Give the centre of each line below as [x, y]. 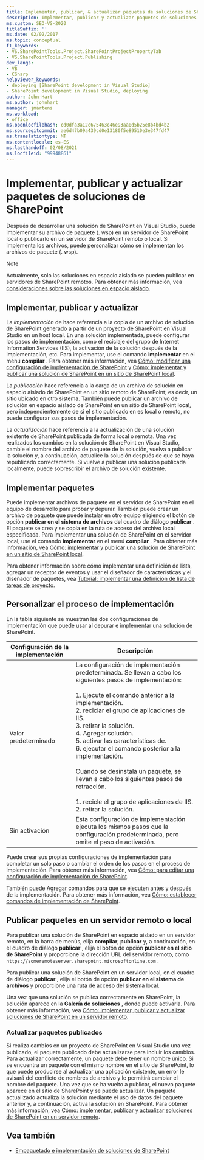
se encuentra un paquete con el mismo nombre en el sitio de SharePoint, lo [100, 1064]
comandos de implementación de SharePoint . [63, 901]
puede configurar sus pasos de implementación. [67, 418]
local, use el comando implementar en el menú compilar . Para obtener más [102, 541]
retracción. [91, 787]
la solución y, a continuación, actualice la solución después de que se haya [100, 456]
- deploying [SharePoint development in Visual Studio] [78, 86]
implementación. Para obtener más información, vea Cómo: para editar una [100, 870]
